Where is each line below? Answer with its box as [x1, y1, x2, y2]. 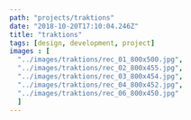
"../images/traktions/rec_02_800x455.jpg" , [17, 64, 183, 73]
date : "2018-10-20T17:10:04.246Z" [9, 22, 140, 31]
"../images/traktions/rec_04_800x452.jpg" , [17, 80, 183, 89]
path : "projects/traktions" [9, 13, 115, 23]
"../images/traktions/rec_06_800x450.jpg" [17, 88, 179, 97]
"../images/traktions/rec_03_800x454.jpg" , [17, 72, 183, 81]
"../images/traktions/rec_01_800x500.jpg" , [17, 55, 183, 64]
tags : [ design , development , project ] [9, 38, 155, 48]
